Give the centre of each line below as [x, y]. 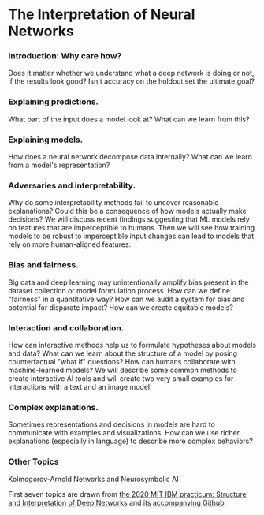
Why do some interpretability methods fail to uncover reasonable [113, 203]
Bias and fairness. [43, 265]
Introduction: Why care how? [65, 56]
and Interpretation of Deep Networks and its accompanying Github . [117, 502]
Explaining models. [46, 140]
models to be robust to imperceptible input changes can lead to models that [131, 236]
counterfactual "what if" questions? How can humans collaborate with [122, 361]
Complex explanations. [53, 407]
